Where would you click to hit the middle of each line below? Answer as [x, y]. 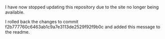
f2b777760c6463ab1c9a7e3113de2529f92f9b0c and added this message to [83, 27]
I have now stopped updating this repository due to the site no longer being [82, 7]
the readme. [18, 32]
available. [15, 12]
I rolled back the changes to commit [42, 22]
